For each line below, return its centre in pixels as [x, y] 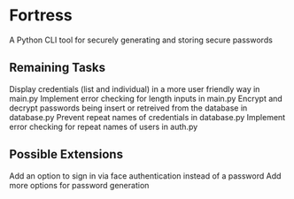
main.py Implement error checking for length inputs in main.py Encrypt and [146, 98]
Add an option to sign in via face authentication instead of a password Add [145, 176]
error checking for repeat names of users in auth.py [104, 126]
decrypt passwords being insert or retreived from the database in [128, 108]
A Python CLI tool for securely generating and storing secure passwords [141, 40]
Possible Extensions [66, 154]
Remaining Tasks [58, 68]
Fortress [41, 15]
